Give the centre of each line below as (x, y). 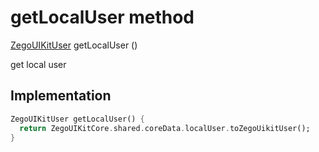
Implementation (61, 96)
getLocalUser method (102, 17)
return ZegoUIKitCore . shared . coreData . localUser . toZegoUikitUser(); (165, 128)
